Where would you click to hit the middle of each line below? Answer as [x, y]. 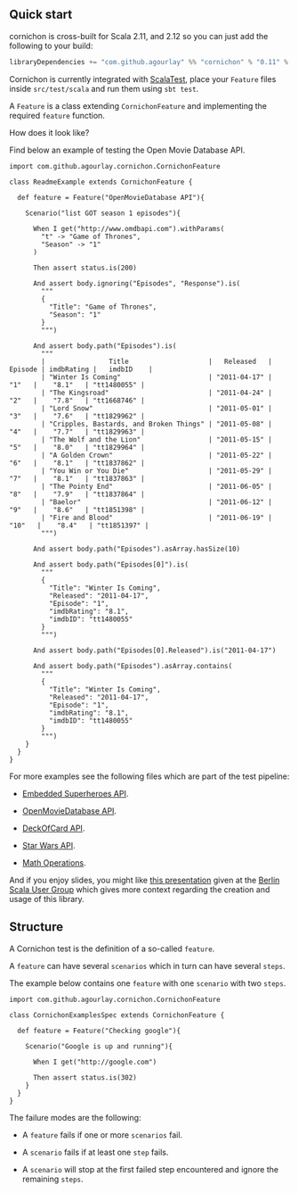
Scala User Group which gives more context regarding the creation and [140, 889]
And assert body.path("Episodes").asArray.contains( [133, 666]
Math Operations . [54, 862]
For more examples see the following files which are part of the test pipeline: [149, 776]
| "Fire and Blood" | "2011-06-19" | [157, 518]
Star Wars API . [48, 845]
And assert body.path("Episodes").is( [105, 346]
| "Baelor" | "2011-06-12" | [157, 502]
